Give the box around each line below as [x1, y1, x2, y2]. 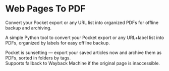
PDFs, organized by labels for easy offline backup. [5, 39, 110, 45]
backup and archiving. [5, 24, 52, 30]
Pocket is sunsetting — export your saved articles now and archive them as [5, 49, 162, 55]
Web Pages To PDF [5, 3, 86, 14]
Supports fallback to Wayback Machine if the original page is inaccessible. [5, 60, 160, 66]
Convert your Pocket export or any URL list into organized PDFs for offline [5, 19, 159, 25]
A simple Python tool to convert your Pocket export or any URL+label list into [5, 34, 164, 40]
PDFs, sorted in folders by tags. [5, 54, 71, 60]
